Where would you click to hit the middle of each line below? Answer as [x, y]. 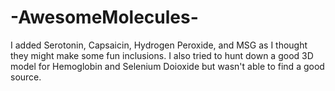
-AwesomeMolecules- [104, 17]
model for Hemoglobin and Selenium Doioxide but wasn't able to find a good [167, 66]
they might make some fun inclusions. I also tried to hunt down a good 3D [162, 55]
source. [26, 77]
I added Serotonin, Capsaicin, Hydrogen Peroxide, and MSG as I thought [159, 45]
